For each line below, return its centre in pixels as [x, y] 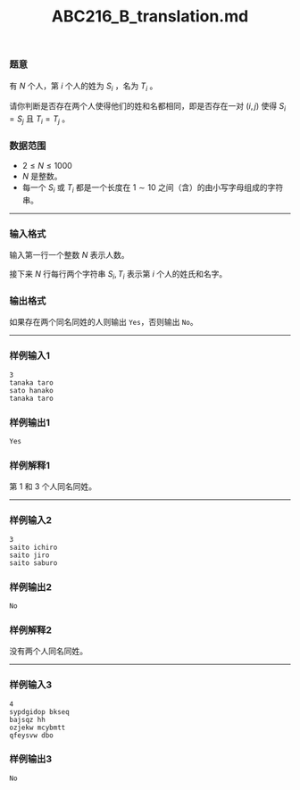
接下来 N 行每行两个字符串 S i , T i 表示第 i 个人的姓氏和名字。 [118, 275]
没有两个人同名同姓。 [48, 651]
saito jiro [29, 555]
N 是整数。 [42, 177]
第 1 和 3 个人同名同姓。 [53, 486]
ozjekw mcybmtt [37, 728]
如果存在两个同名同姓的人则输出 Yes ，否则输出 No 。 [104, 322]
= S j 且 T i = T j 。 [39, 120]
